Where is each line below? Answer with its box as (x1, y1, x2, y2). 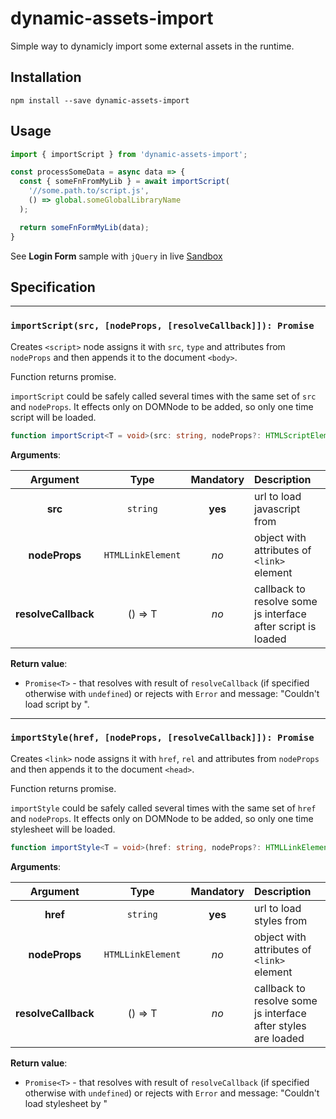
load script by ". (24, 698, 90, 710)
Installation (10, 69, 82, 86)
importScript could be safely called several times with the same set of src (10, 390, 317, 402)
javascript (254, 502, 301, 516)
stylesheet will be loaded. (10, 823, 116, 835)
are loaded (254, 1031, 305, 1045)
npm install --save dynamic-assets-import (10, 95, 190, 106)
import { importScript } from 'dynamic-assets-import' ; (10, 149, 248, 159)
